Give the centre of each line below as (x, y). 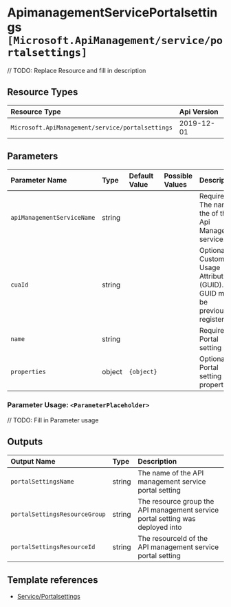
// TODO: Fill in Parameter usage (53, 420)
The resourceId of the (173, 538)
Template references (53, 580)
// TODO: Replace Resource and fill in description (77, 70)
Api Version (199, 112)
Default (141, 176)
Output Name (33, 461)
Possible (178, 176)
